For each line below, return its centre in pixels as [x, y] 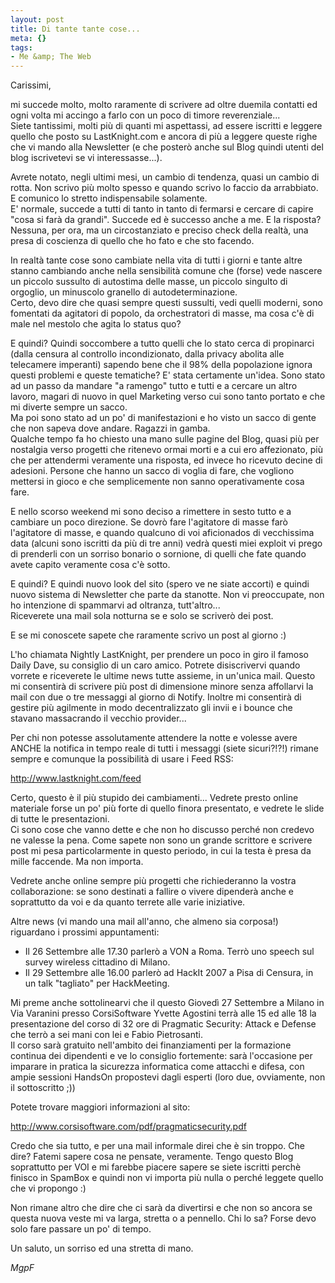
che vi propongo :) [48, 1188]
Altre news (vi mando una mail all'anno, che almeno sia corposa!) [144, 922]
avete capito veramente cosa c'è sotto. [90, 565]
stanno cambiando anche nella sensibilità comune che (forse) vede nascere [166, 271]
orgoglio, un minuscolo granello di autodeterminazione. [124, 292]
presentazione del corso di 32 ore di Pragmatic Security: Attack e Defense [163, 1024]
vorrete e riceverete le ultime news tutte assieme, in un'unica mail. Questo [163, 676]
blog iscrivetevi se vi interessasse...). [86, 158]
